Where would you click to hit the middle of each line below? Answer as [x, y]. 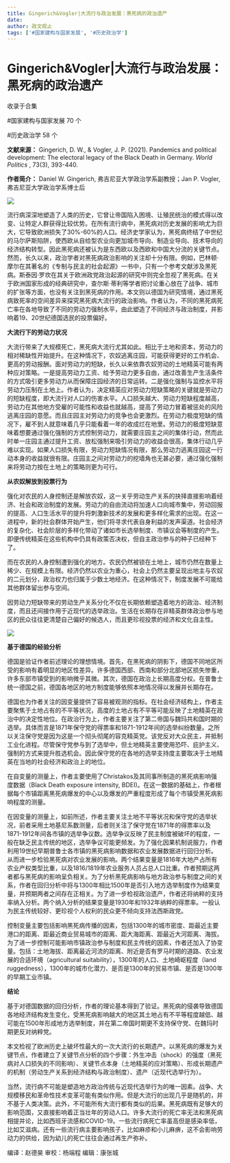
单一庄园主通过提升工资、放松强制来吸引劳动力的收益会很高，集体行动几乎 [118, 441]
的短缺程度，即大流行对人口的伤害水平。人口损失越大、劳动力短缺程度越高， [115, 398]
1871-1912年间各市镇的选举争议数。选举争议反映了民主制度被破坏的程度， [111, 834]
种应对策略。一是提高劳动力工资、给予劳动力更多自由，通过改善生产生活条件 [115, 373]
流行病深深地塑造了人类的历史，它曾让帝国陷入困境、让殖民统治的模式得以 [112, 215]
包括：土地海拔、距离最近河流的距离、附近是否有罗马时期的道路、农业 [118, 951]
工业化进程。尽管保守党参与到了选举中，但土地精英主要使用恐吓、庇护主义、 [115, 745]
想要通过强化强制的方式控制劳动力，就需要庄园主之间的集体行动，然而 [118, 433]
